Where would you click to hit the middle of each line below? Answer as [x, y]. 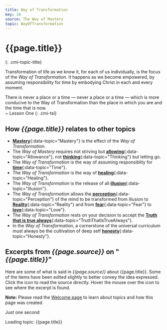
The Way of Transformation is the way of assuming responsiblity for [83, 162]
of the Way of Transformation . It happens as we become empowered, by [80, 77]
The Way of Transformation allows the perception [64, 194]
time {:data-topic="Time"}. [39, 167]
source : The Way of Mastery [34, 19]
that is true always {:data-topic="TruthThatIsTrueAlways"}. [73, 220]
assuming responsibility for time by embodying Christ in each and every [79, 82]
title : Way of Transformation [37, 10]
